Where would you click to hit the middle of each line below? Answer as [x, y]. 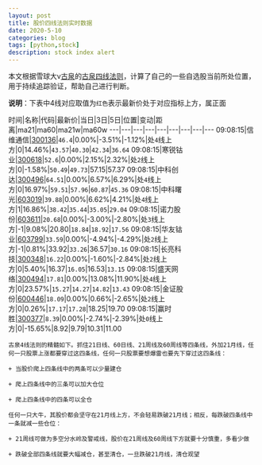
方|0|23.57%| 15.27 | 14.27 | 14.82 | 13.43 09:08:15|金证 [92, 289]
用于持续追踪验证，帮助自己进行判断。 [71, 86]
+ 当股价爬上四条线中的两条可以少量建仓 [65, 369]
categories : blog [37, 38]
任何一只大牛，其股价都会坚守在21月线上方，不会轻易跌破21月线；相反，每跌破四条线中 [131, 415]
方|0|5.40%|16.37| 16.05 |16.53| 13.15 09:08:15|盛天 [90, 269]
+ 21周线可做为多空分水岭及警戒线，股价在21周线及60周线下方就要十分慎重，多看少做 [129, 439]
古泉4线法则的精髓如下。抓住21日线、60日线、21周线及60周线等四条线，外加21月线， [128, 345]
